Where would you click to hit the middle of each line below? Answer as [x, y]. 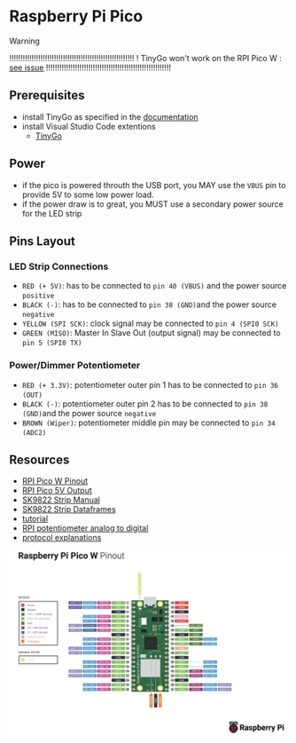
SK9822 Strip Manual [61, 500]
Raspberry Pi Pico [76, 16]
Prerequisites [47, 95]
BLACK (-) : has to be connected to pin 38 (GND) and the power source [149, 304]
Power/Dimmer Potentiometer [75, 366]
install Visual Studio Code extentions [89, 126]
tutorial [35, 519]
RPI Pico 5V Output [57, 491]
